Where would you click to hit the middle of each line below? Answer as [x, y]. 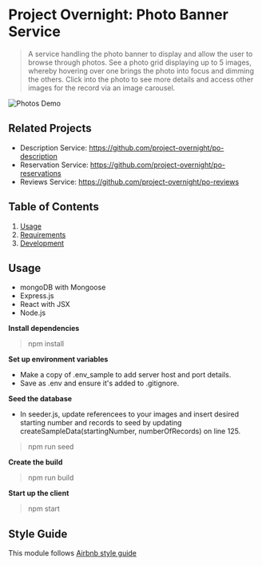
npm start [44, 508]
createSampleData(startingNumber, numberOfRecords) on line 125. [130, 431]
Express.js [37, 296]
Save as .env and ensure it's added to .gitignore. [99, 383]
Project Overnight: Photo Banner [119, 15]
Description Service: [54, 147]
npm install [46, 344]
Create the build [36, 462]
